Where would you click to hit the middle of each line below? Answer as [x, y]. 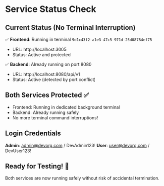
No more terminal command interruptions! [55, 117]
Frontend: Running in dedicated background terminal [66, 107]
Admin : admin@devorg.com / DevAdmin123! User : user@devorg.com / [77, 145]
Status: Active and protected [41, 55]
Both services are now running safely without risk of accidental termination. [82, 178]
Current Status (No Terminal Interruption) [70, 28]
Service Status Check [51, 9]
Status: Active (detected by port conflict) [54, 80]
